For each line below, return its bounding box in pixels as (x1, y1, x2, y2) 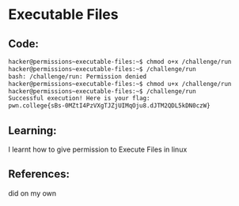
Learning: (8, 124, 57, 137)
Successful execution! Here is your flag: (8, 95, 150, 103)
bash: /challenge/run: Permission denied (8, 73, 147, 81)
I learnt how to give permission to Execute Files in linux (8, 144, 188, 154)
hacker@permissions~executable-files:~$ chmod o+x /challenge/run (8, 58, 232, 66)
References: (8, 167, 70, 181)
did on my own (8, 188, 57, 198)
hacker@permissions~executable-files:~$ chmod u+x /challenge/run (8, 80, 232, 88)
